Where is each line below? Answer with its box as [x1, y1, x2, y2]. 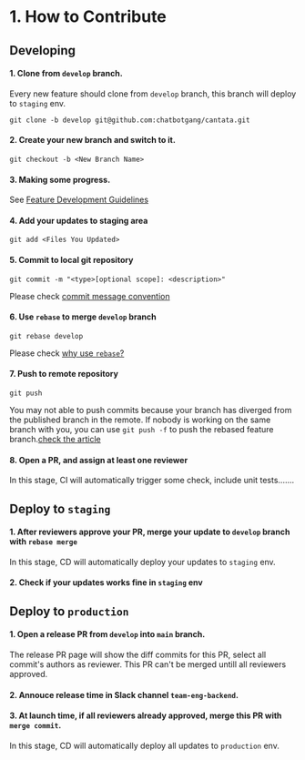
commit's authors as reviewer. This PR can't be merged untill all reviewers [9, 658, 287, 670]
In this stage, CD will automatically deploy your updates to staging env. [9, 556, 276, 567]
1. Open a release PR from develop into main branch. [9, 629, 206, 640]
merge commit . [9, 720, 62, 731]
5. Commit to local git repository [9, 254, 134, 265]
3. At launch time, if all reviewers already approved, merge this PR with [9, 710, 282, 721]
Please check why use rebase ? [9, 348, 125, 359]
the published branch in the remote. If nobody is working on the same [9, 414, 271, 425]
